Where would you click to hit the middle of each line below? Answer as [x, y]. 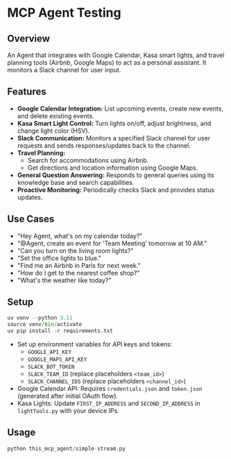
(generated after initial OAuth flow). [68, 396]
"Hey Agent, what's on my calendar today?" [80, 236]
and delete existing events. [56, 115]
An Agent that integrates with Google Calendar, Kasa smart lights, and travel [116, 55]
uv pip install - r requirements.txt [60, 331]
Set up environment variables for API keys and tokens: [95, 344]
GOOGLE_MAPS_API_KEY [57, 360]
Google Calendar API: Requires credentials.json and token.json [110, 389]
